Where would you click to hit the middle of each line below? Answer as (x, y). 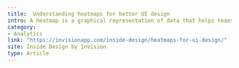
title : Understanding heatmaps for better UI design (89, 14)
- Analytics (25, 34)
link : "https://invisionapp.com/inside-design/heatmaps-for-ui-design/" (117, 40)
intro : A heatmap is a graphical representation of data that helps (111, 21)
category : (22, 27)
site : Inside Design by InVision (57, 47)
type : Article (28, 54)
